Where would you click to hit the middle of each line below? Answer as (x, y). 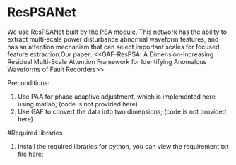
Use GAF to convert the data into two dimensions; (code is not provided (122, 111)
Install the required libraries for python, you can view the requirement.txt (123, 146)
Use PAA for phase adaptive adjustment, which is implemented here (116, 97)
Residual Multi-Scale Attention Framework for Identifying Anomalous (107, 61)
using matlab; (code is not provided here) (78, 104)
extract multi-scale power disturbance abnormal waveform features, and (113, 39)
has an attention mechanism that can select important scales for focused (113, 47)
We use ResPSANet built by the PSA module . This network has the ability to (117, 32)
